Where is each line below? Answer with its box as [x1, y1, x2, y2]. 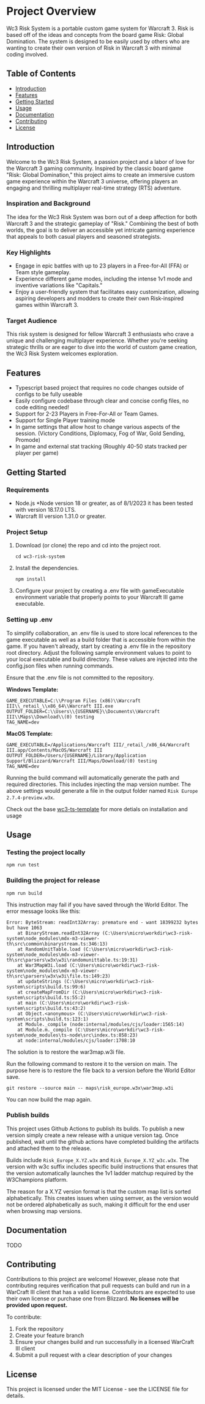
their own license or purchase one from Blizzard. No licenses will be [6, 1295, 179, 1302]
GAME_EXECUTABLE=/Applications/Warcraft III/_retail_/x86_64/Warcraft [6, 741, 190, 748]
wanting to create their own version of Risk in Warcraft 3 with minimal [6, 44, 182, 52]
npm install [15, 576, 46, 582]
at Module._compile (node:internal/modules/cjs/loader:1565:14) [17, 1021, 185, 1027]
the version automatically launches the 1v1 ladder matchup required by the [6, 1169, 194, 1176]
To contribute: [6, 1313, 42, 1321]
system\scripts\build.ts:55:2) [6, 994, 86, 1001]
